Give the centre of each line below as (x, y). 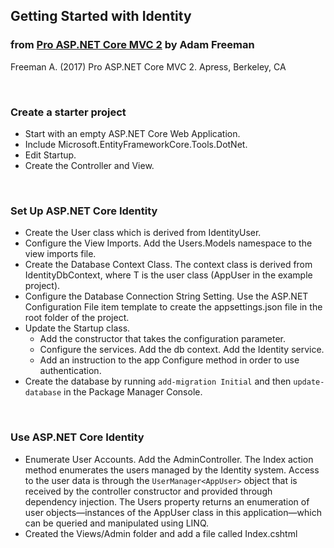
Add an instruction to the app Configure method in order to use (169, 360)
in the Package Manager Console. (133, 392)
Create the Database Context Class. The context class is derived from (168, 265)
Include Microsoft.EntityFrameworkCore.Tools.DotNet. (136, 144)
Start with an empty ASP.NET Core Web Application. (132, 133)
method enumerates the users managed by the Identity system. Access (172, 470)
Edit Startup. (50, 155)
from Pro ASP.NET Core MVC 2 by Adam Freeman (132, 45)
